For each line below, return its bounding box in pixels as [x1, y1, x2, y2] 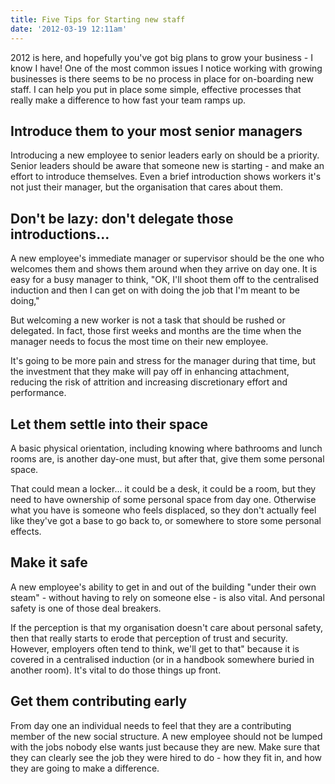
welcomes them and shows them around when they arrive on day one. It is [10, 263, 318, 275]
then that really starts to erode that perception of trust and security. [10, 632, 288, 644]
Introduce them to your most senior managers [10, 122, 303, 140]
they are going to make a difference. [10, 762, 160, 774]
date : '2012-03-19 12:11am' [10, 24, 128, 34]
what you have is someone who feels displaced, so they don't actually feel [10, 504, 317, 516]
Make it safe [10, 554, 88, 571]
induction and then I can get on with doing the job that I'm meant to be [10, 284, 300, 296]
